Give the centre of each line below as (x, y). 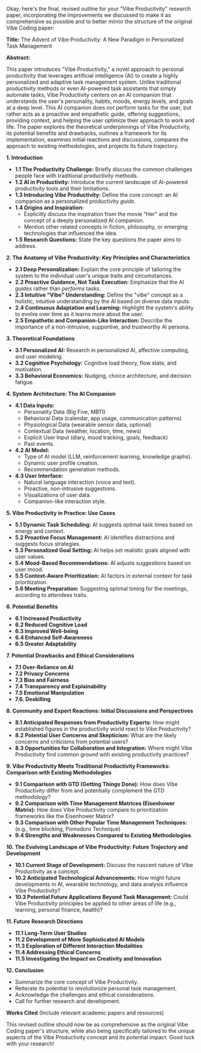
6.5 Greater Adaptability (46, 644)
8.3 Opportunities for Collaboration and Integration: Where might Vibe (103, 748)
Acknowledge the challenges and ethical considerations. (85, 995)
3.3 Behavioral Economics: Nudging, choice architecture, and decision (103, 376)
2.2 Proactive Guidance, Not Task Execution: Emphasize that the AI (99, 282)
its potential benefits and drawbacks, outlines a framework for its (86, 133)
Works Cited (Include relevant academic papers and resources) (85, 1013)
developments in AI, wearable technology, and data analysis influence (101, 884)
